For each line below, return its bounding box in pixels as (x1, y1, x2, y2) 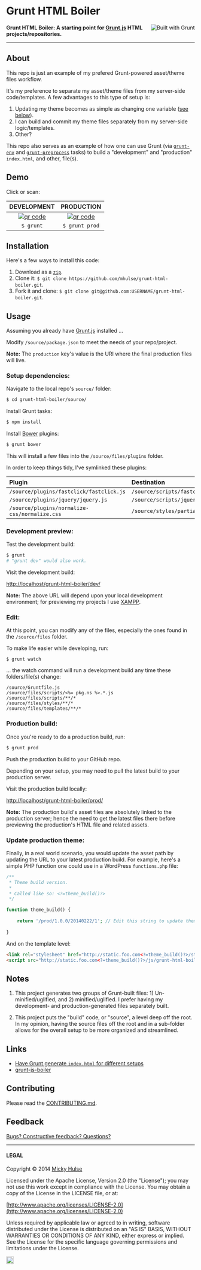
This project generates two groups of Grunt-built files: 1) (14, 989, 154, 997)
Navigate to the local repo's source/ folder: (6, 385, 112, 393)
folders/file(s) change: (6, 673, 61, 680)
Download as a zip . (14, 268, 63, 276)
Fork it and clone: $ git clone (14, 287, 89, 294)
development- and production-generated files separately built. (14, 1002, 169, 1010)
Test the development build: (6, 540, 75, 548)
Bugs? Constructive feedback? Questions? (6, 1132, 111, 1140)
